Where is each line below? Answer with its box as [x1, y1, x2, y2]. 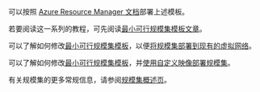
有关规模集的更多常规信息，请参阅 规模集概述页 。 [8, 75, 171, 84]
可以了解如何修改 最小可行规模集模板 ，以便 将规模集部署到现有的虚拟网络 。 [8, 41, 256, 50]
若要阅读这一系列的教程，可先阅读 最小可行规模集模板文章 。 [8, 24, 207, 34]
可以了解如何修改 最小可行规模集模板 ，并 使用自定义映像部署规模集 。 [8, 58, 235, 67]
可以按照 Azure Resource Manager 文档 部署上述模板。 [8, 7, 190, 16]
